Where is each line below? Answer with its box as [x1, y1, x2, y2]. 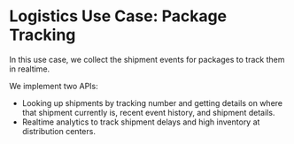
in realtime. [9, 64, 50, 74]
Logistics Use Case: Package [9, 6, 228, 27]
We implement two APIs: [9, 80, 99, 91]
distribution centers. [21, 125, 96, 136]
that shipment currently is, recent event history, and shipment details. [21, 107, 275, 117]
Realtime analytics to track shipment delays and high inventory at [21, 117, 260, 127]
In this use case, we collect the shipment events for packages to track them [9, 54, 285, 64]
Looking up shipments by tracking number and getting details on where [21, 97, 283, 108]
